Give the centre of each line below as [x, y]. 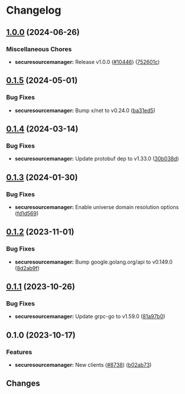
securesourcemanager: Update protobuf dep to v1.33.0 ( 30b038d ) [97, 159]
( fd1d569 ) [27, 213]
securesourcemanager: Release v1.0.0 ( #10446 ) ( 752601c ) [87, 62]
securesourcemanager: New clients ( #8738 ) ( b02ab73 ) [83, 365]
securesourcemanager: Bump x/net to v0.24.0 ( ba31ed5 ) [85, 110]
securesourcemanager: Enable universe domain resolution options [97, 207]
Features [19, 352]
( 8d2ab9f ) [27, 268]
